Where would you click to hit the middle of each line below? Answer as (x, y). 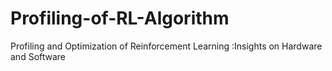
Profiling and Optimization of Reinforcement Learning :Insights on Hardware (166, 46)
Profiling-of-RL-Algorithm (120, 18)
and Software (38, 56)
